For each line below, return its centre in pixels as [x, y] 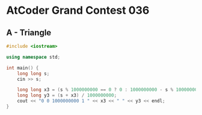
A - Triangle [29, 33]
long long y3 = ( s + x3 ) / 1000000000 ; [67, 96]
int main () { [23, 68]
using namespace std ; [33, 57]
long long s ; [33, 73]
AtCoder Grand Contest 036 [78, 10]
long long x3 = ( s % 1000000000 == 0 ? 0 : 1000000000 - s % [95, 90]
